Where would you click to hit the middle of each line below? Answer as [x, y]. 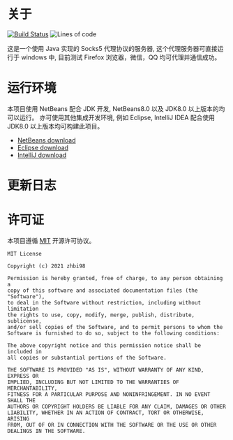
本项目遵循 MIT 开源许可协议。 [51, 241]
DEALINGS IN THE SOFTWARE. [46, 431]
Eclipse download [43, 147]
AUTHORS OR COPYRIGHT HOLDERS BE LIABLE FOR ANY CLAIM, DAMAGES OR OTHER [117, 406]
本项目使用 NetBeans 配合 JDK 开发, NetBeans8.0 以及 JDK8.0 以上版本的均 [116, 108]
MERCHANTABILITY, [32, 388]
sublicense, [24, 321]
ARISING [18, 419]
